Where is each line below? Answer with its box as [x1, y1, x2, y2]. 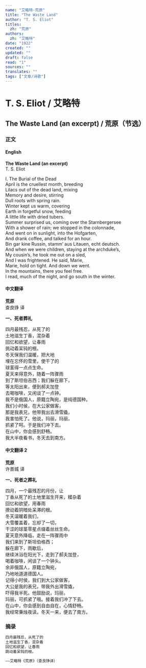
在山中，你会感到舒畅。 [5, 428, 55, 434]
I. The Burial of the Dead [5, 176, 57, 182]
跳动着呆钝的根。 [5, 649, 36, 654]
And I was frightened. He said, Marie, [5, 257, 84, 263]
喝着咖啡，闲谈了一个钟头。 [5, 558, 64, 564]
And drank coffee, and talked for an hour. [5, 235, 92, 242]
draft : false [5, 55, 33, 60]
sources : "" [5, 64, 31, 69]
